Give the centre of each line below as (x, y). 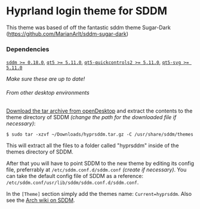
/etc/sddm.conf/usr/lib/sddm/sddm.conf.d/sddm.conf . (73, 182)
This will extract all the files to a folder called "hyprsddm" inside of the (93, 146)
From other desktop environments (48, 92)
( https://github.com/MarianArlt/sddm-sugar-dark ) (67, 33)
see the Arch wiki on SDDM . (41, 200)
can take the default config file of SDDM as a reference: (75, 176)
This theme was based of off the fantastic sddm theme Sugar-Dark (89, 27)
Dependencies (28, 49)
